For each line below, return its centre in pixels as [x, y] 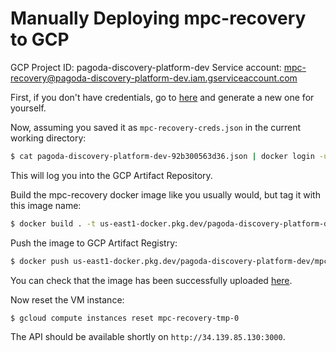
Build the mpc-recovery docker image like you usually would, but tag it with [165, 194]
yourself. [28, 108]
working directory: [48, 138]
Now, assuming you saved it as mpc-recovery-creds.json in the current [156, 127]
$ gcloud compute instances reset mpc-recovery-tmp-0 [125, 318]
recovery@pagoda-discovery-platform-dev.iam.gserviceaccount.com [154, 78]
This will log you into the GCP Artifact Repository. [111, 175]
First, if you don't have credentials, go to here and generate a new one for [162, 97]
